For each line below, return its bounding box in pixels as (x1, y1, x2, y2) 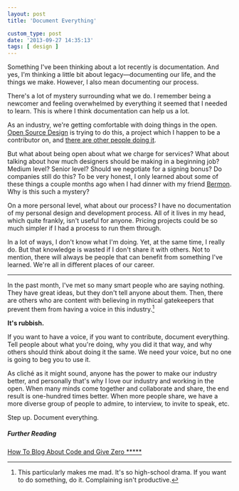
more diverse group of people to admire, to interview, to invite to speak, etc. (7, 399, 230, 408)
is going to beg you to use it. (7, 355, 91, 363)
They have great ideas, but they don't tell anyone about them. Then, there (7, 289, 223, 297)
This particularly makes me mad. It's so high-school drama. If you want (17, 467, 226, 476)
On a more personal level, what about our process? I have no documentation (7, 201, 231, 210)
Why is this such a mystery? (7, 187, 90, 196)
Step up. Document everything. (7, 413, 100, 421)
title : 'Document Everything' (7, 17, 97, 24)
